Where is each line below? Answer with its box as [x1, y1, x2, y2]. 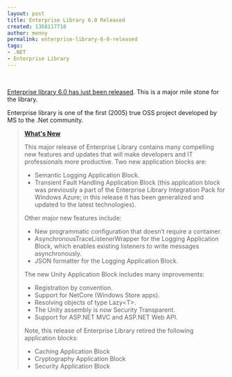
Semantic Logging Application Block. [34, 170, 140, 179]
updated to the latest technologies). [34, 200, 136, 209]
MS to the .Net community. [7, 116, 84, 124]
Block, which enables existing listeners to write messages [34, 242, 199, 250]
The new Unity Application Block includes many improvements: [24, 270, 205, 278]
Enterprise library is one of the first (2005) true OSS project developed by [7, 108, 217, 116]
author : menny [7, 29, 48, 37]
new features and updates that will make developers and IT [24, 150, 193, 158]
